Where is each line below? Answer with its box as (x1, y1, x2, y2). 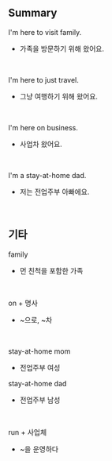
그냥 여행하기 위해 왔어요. (19, 91, 99, 101)
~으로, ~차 (19, 315, 53, 324)
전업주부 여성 (19, 362, 61, 372)
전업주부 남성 (19, 395, 61, 405)
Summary (8, 6, 58, 20)
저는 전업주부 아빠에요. (19, 187, 90, 196)
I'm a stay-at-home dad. (8, 170, 87, 180)
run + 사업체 (8, 427, 47, 436)
